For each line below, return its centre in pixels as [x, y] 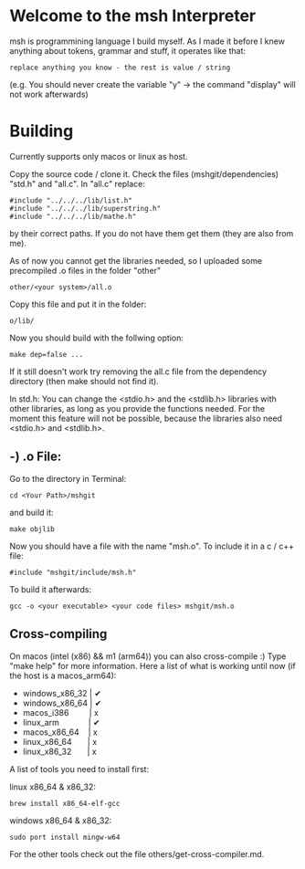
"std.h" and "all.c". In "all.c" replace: [78, 183]
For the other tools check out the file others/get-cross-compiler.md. [137, 853]
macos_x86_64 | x [60, 732]
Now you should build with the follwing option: [97, 338]
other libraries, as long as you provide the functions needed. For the [137, 408]
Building [42, 131]
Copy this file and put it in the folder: [78, 304]
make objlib [32, 529]
